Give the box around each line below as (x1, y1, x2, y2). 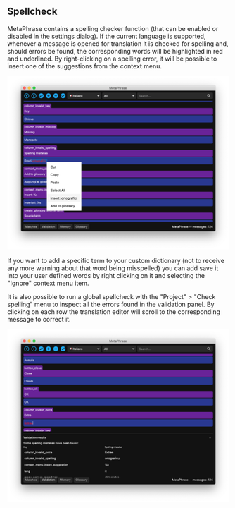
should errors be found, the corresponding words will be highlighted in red (7, 47, 223, 55)
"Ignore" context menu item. (7, 279, 89, 288)
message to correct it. (7, 315, 72, 324)
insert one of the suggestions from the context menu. (7, 61, 162, 70)
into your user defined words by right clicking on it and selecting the (7, 272, 205, 280)
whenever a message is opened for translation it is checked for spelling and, (7, 39, 229, 48)
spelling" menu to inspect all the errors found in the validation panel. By (7, 300, 215, 309)
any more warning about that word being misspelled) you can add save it (7, 264, 219, 272)
